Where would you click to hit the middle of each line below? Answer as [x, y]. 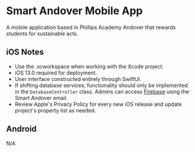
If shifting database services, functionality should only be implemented [101, 85]
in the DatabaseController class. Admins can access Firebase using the [102, 91]
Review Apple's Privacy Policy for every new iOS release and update [98, 104]
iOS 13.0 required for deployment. [56, 73]
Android [21, 129]
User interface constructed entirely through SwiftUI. [78, 79]
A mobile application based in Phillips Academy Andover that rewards [91, 27]
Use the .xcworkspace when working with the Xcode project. [89, 66]
